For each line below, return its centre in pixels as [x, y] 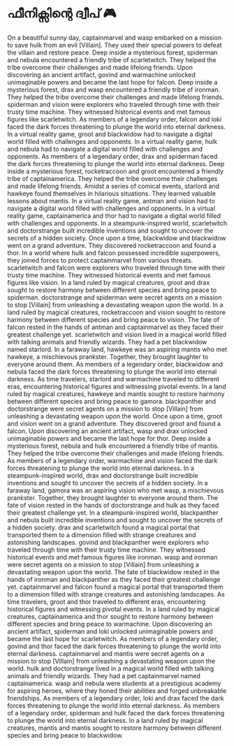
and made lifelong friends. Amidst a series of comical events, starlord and [114, 186]
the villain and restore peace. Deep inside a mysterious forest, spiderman [112, 52]
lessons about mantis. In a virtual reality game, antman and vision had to [111, 200]
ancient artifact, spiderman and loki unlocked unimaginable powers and [110, 631]
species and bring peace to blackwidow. [65, 735]
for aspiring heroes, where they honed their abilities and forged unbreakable [117, 690]
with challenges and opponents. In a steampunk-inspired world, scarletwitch [117, 223]
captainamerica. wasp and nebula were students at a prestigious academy [114, 683]
